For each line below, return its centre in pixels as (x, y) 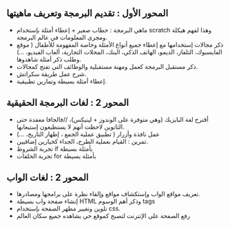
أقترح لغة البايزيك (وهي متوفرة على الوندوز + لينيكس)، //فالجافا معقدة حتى (113, 119)
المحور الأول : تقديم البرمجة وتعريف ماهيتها (87, 13)
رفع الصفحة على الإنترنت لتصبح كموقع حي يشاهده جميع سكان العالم (103, 216)
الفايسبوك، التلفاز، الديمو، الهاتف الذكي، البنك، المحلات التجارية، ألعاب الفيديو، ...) (119, 52)
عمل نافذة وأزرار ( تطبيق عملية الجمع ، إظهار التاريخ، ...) (88, 134)
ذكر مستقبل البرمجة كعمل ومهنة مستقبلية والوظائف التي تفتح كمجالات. (107, 66)
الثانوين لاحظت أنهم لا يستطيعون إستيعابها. (70, 127)
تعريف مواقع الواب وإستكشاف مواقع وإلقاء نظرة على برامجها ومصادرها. (108, 194)
